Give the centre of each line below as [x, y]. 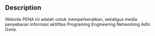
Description [23, 8]
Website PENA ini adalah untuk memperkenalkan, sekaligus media [71, 19]
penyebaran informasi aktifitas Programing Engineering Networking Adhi [78, 24]
